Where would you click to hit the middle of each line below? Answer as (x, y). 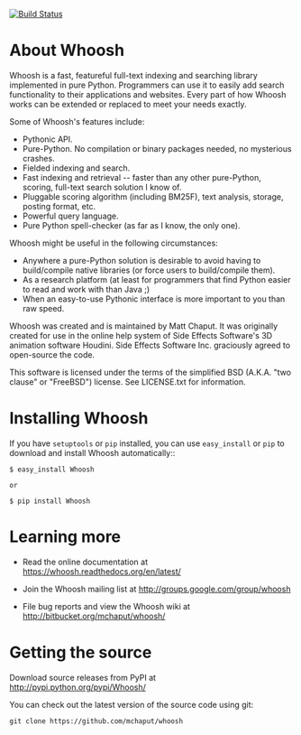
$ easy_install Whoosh (52, 470)
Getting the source (81, 652)
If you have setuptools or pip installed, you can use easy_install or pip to (147, 443)
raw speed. (43, 308)
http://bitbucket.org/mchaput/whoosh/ (94, 616)
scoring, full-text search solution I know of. (102, 187)
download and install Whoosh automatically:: (92, 452)
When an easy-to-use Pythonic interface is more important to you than (154, 299)
